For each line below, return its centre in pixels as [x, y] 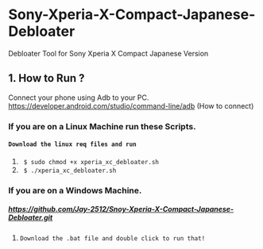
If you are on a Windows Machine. [75, 190]
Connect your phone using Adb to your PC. [79, 98]
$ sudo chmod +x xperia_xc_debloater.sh [91, 162]
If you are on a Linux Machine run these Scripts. [102, 126]
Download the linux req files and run [72, 144]
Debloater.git [31, 218]
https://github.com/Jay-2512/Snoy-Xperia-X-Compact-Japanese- [121, 209]
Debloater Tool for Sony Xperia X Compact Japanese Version [108, 53]
